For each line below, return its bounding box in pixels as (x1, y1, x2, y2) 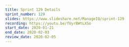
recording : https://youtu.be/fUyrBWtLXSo (5, 21, 92, 26)
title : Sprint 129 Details (5, 7, 61, 12)
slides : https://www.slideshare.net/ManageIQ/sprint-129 (5, 16, 125, 21)
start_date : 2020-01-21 (5, 25, 54, 30)
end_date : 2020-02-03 (5, 30, 50, 35)
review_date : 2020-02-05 (5, 35, 56, 40)
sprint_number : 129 (5, 12, 45, 17)
